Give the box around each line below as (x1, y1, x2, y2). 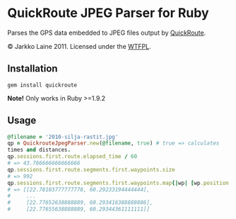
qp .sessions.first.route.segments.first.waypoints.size (7, 166, 175, 173)
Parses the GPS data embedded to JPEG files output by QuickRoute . (7, 28, 206, 37)
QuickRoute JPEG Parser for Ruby (7, 5, 209, 21)
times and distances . (7, 147, 71, 154)
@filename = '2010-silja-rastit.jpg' (7, 133, 119, 140)
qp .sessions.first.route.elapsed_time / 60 (7, 153, 138, 160)
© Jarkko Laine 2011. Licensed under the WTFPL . (7, 42, 151, 50)
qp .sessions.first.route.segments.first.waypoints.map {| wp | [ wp (7, 179, 201, 186)
